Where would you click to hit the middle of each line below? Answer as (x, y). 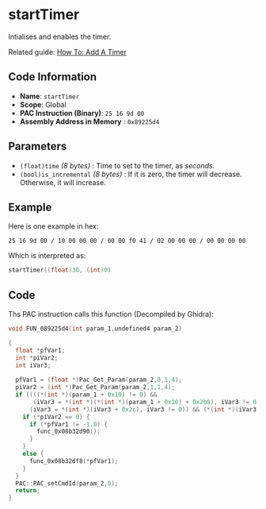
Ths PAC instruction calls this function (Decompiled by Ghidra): (111, 314)
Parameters (38, 147)
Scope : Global (43, 104)
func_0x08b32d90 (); (69, 432)
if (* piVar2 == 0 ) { (56, 417)
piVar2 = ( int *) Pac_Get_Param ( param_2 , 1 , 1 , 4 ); (95, 388)
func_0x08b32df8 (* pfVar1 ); (74, 461)
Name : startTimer (49, 96)
